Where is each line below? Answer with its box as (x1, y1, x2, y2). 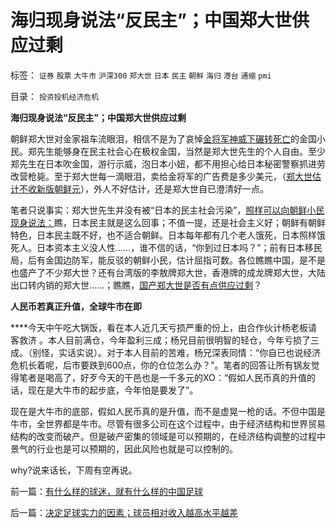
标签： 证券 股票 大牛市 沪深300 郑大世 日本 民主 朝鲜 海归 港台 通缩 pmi (10, 69, 272, 81)
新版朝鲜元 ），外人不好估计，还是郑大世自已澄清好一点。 (36, 182, 269, 195)
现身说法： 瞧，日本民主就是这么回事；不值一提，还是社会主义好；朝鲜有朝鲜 (10, 216, 326, 228)
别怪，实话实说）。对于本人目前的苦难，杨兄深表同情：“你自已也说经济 (31, 346, 322, 358)
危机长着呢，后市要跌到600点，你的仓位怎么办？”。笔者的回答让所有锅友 (10, 359, 312, 371)
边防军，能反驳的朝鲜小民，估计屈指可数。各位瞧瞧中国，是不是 (62, 254, 326, 266)
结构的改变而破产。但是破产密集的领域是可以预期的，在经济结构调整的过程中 (10, 430, 326, 442)
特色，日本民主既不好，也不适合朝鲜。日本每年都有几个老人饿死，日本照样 (10, 229, 317, 241)
